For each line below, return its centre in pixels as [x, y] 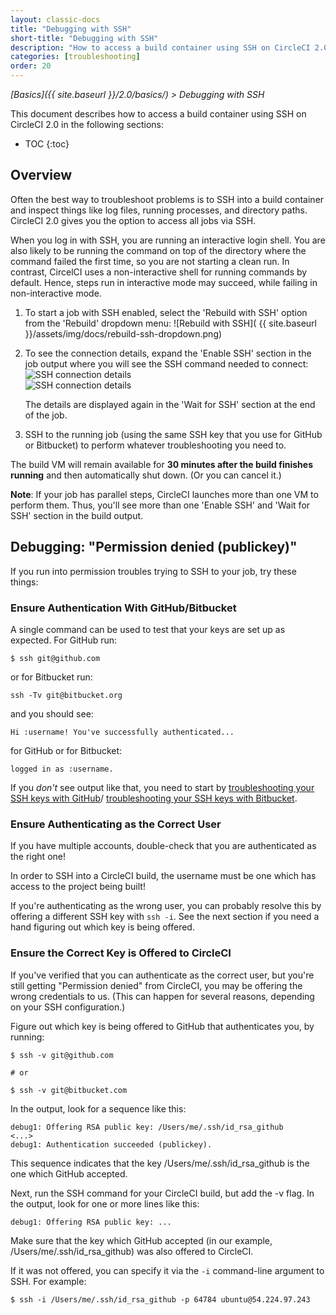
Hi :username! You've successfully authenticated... [122, 732]
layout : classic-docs [55, 19]
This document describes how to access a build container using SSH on [158, 114]
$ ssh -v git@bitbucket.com [69, 1090]
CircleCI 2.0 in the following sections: [87, 124]
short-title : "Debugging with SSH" [84, 38]
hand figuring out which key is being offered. [102, 927]
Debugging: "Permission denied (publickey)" [154, 547]
